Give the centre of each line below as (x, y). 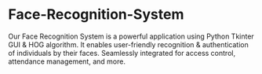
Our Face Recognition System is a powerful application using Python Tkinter (131, 36)
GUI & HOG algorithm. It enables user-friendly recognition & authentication (128, 44)
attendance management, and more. (67, 61)
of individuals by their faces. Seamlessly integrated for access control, (122, 53)
